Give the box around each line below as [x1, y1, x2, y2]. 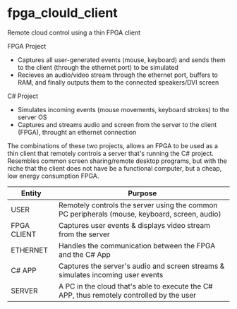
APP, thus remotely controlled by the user [59, 290, 196, 300]
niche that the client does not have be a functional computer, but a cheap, [7, 164, 222, 172]
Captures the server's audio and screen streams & [59, 261, 225, 271]
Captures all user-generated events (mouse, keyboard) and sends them [17, 55, 226, 64]
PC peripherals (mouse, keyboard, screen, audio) [59, 209, 221, 219]
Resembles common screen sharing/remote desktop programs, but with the [7, 157, 227, 165]
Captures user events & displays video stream [59, 220, 210, 230]
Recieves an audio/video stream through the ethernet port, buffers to [17, 71, 219, 79]
